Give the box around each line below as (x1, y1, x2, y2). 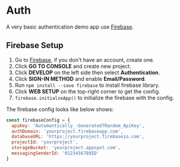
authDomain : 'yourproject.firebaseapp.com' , (11, 128, 124, 134)
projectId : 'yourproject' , (11, 139, 78, 146)
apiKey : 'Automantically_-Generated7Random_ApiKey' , (11, 122, 145, 128)
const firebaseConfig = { (6, 117, 70, 123)
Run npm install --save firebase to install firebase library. (14, 81, 160, 89)
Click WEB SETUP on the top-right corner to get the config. (14, 87, 160, 95)
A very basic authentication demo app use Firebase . (6, 23, 134, 30)
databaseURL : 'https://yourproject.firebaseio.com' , (11, 134, 145, 140)
